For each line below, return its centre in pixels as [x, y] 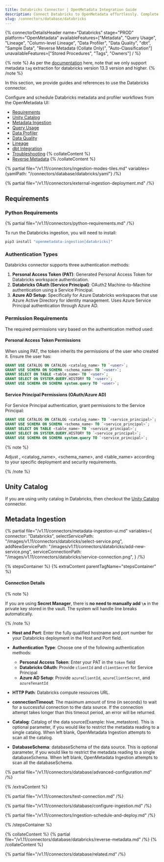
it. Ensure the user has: [28, 356]
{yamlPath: [16, 174]
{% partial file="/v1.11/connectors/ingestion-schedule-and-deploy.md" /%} [80, 815]
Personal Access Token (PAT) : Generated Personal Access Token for [82, 274]
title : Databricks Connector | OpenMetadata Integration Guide [71, 10]
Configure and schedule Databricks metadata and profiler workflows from [80, 97]
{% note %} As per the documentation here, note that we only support [76, 63]
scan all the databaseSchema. [43, 763]
